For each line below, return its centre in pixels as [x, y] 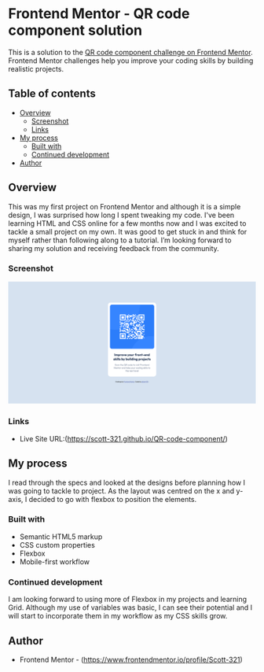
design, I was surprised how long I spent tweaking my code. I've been [121, 215]
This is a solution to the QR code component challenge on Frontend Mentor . [130, 52]
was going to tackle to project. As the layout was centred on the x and [121, 491]
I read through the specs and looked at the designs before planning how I [127, 482]
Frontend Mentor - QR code [99, 14]
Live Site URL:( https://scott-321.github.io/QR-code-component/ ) [123, 438]
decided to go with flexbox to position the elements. [113, 499]
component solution [75, 30]
